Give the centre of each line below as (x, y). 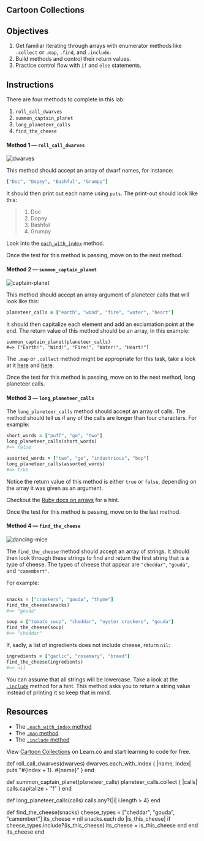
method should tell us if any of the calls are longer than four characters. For (102, 418)
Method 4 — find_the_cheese (43, 526)
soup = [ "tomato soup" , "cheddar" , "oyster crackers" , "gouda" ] (90, 622)
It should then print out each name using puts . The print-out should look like (102, 193)
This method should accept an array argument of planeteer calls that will (98, 295)
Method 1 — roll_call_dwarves (46, 145)
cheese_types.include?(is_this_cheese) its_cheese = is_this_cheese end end (102, 825)
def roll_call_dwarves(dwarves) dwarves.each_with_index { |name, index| (99, 763)
